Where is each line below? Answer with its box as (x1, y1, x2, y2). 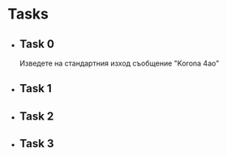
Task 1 (19, 82, 52, 95)
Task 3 (19, 137, 54, 150)
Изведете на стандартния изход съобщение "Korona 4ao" (19, 58, 220, 68)
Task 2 (19, 109, 54, 123)
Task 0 (19, 37, 54, 51)
